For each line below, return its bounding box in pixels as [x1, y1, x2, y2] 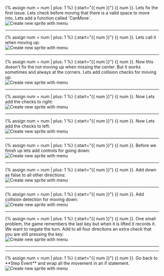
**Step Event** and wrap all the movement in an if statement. [5, 260, 130, 266]
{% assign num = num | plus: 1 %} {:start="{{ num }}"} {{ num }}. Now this [5, 59, 154, 64]
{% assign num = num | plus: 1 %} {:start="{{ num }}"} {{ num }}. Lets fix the [5, 5, 158, 10]
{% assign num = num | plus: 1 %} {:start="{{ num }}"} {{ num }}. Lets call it [5, 34, 156, 40]
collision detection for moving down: [5, 196, 79, 202]
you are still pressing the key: [5, 232, 64, 237]
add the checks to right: [5, 99, 53, 105]
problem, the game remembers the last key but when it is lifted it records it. [5, 221, 156, 227]
